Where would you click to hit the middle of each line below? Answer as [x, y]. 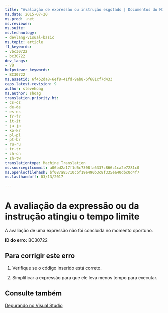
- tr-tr [13, 149]
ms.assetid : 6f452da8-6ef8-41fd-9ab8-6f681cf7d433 [59, 79]
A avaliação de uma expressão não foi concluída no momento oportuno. [79, 231]
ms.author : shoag [23, 93]
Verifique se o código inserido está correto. [57, 268]
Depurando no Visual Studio [34, 305]
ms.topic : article [24, 42]
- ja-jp [13, 126]
